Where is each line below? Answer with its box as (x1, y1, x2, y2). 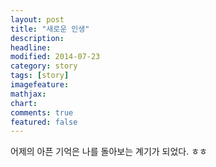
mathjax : (10, 89, 47, 99)
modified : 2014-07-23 (10, 52, 101, 62)
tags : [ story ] (10, 71, 70, 81)
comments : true (10, 107, 74, 118)
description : (10, 33, 65, 43)
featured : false (10, 117, 78, 127)
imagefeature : (10, 80, 70, 90)
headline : (10, 42, 52, 53)
